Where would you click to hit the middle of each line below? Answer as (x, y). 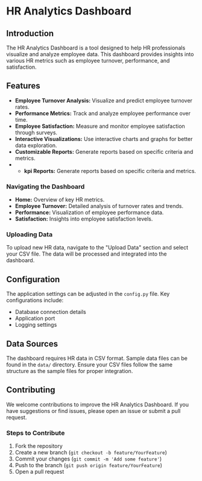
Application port (35, 318)
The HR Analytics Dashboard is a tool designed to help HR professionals (96, 48)
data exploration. (36, 145)
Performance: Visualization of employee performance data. (89, 213)
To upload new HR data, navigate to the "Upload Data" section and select (97, 248)
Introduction (30, 33)
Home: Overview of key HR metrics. (60, 200)
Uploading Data (30, 234)
